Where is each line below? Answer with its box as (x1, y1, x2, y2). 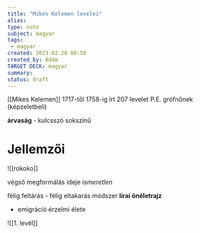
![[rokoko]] (7, 164, 39, 173)
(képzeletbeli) (7, 103, 47, 111)
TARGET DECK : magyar (7, 63, 68, 70)
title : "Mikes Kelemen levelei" (7, 10, 102, 18)
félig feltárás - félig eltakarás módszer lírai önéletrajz (7, 192, 162, 200)
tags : (7, 37, 23, 44)
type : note (7, 23, 39, 30)
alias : (7, 17, 27, 24)
